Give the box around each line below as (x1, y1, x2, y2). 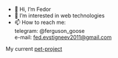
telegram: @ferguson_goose (14, 28, 85, 34)
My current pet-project (5, 45, 63, 52)
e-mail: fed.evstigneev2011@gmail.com (14, 33, 112, 41)
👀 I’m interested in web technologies (14, 12, 105, 19)
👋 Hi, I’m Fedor (14, 6, 52, 13)
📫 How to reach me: (14, 19, 66, 26)
